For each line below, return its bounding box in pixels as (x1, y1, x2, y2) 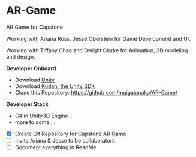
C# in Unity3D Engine (14, 112, 69, 119)
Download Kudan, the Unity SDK (14, 82, 95, 90)
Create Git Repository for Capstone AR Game (14, 130, 126, 137)
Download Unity (14, 76, 55, 83)
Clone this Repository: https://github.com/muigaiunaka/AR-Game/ (14, 89, 178, 96)
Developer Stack (6, 100, 49, 108)
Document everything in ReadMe (14, 144, 97, 151)
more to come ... (14, 118, 56, 126)
